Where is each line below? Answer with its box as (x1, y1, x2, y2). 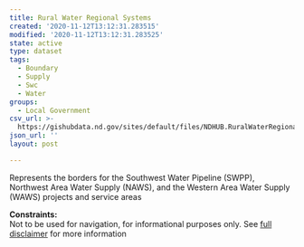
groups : (9, 97, 39, 107)
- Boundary (17, 64, 59, 73)
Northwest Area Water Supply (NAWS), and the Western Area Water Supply (9, 182, 290, 193)
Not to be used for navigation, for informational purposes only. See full (9, 218, 272, 229)
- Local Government (17, 106, 91, 115)
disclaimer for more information (9, 228, 127, 239)
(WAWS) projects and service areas (9, 191, 142, 202)
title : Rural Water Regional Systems (9, 13, 152, 23)
